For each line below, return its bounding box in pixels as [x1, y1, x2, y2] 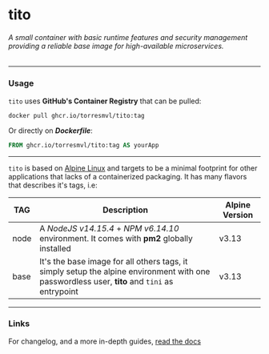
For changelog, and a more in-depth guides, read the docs [8, 336, 202, 346]
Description [102, 204, 148, 215]
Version [223, 209, 254, 220]
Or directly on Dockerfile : [8, 126, 94, 135]
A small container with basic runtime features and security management [8, 32, 248, 42]
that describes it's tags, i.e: [8, 180, 98, 190]
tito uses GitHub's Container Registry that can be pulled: [8, 96, 202, 106]
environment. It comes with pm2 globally [39, 232, 194, 243]
